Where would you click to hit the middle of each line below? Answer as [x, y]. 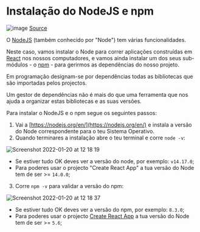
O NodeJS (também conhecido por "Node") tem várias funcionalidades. [96, 40]
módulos [17, 65]
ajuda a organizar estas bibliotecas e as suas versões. [74, 101]
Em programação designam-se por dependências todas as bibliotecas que [100, 76]
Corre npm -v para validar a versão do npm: [69, 186]
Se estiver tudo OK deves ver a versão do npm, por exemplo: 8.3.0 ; [100, 209]
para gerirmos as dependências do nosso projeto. [117, 65]
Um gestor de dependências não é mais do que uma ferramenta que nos [97, 94]
